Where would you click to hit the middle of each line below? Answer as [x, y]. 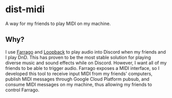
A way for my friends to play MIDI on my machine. [58, 23]
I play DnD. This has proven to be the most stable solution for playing [78, 57]
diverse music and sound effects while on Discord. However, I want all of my [86, 63]
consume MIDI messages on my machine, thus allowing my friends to [79, 84]
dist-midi [25, 9]
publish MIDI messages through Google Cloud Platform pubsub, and [78, 79]
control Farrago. [22, 90]
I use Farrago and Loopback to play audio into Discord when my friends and [85, 52]
